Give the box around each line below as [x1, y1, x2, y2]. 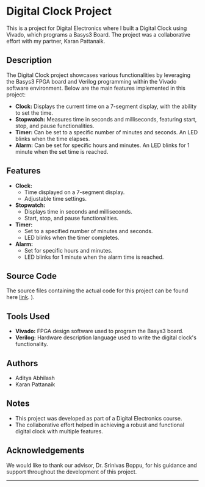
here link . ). [6, 294, 35, 301]
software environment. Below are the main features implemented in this [6, 84, 186, 92]
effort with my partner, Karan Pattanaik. [6, 37, 106, 45]
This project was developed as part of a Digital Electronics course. [15, 414, 182, 422]
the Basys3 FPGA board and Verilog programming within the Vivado [6, 78, 177, 85]
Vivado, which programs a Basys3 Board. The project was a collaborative [6, 31, 191, 38]
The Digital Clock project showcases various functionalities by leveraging [6, 71, 191, 79]
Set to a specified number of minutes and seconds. [24, 227, 153, 234]
